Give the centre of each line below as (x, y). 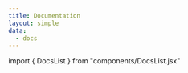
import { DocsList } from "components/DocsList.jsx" (94, 61)
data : (17, 30)
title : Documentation (45, 16)
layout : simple (34, 23)
